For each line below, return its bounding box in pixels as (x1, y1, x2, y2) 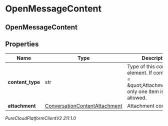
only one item (127, 88, 159, 95)
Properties (5, 39, 39, 48)
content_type (7, 78, 40, 85)
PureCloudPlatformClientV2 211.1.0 (5, 115, 76, 121)
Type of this (127, 63, 155, 70)
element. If (127, 69, 152, 76)
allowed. (127, 94, 147, 101)
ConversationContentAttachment (44, 102, 122, 109)
